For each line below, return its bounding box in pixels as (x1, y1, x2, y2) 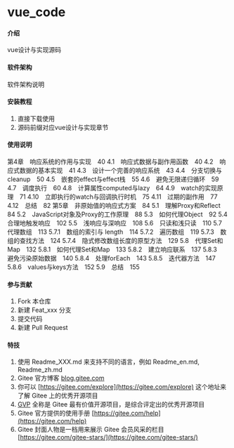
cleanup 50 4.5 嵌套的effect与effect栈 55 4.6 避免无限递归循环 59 (7, 175, 219, 183)
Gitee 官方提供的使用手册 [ (17, 409, 95, 418)
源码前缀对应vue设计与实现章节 (17, 123, 109, 131)
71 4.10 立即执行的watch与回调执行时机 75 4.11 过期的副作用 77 (19, 192, 218, 201)
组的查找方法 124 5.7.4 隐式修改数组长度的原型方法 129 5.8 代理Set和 (7, 237, 223, 244)
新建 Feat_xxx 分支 (17, 306, 72, 315)
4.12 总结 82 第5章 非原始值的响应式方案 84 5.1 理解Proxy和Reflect (7, 202, 221, 209)
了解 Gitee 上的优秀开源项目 (17, 391, 98, 400)
